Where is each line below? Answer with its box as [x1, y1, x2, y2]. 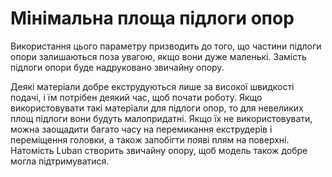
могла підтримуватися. [10, 155, 110, 167]
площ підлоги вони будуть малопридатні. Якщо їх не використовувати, [10, 112, 313, 124]
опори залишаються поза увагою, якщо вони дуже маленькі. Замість [10, 50, 307, 62]
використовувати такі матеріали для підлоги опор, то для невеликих [10, 102, 304, 114]
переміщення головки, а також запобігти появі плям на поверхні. [10, 133, 290, 146]
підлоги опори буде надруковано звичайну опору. [10, 61, 225, 73]
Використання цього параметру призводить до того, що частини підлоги [10, 40, 322, 52]
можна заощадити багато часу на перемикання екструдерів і [10, 123, 273, 135]
